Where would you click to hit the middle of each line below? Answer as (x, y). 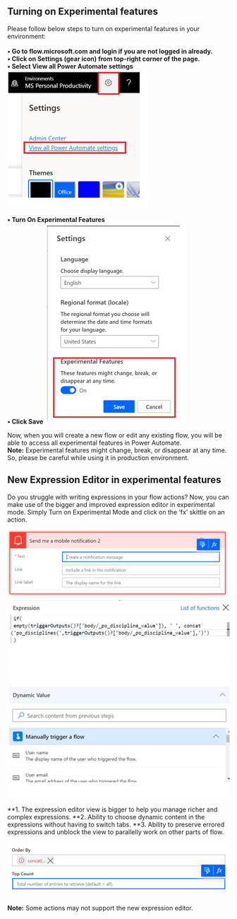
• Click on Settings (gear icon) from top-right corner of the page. (104, 59)
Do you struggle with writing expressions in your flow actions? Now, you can (118, 497)
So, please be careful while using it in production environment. (98, 457)
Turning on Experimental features (83, 12)
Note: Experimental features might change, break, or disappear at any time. (117, 450)
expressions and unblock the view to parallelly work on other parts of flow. (116, 832)
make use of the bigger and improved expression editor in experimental (111, 504)
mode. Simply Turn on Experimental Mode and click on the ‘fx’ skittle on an (116, 512)
